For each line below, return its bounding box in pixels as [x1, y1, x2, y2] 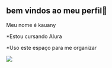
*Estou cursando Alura [6, 33, 62, 40]
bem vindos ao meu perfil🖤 [6, 6, 108, 16]
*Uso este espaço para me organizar [6, 44, 97, 51]
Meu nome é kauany [6, 21, 56, 28]
